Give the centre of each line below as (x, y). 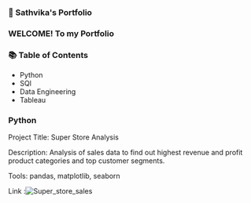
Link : (17, 191)
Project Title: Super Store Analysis (64, 137)
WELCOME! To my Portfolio (61, 33)
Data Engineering (48, 92)
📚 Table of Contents (48, 55)
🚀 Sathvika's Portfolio (50, 13)
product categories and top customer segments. (87, 161)
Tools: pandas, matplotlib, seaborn (64, 176)
